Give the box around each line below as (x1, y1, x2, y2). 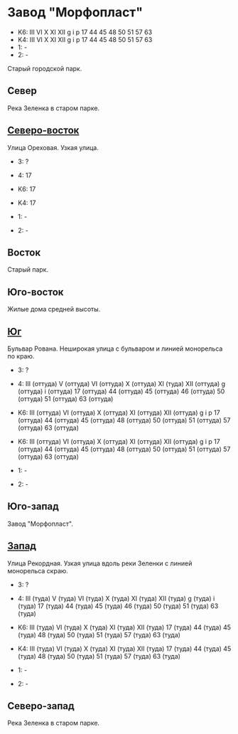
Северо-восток (7, 124, 80, 137)
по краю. (7, 352, 35, 360)
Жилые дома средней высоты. (7, 305, 101, 314)
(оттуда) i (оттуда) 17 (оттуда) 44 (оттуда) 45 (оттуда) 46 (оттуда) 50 (17, 387, 225, 395)
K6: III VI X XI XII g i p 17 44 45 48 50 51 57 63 (17, 28, 153, 36)
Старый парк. (7, 265, 48, 274)
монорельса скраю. (7, 566, 69, 575)
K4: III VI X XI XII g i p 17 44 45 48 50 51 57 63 (17, 35, 153, 43)
